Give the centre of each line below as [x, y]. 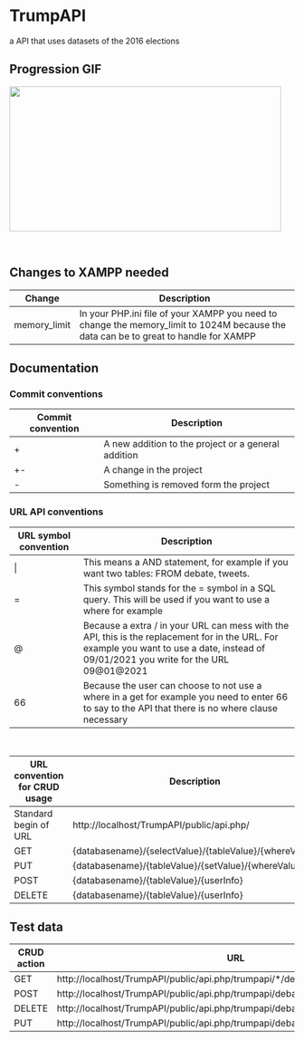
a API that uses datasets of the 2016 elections [95, 41]
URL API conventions [57, 512]
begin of [32, 824]
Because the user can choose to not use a [172, 685]
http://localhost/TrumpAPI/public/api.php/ [161, 824]
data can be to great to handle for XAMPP [167, 336]
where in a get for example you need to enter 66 [185, 697]
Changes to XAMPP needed [89, 273]
